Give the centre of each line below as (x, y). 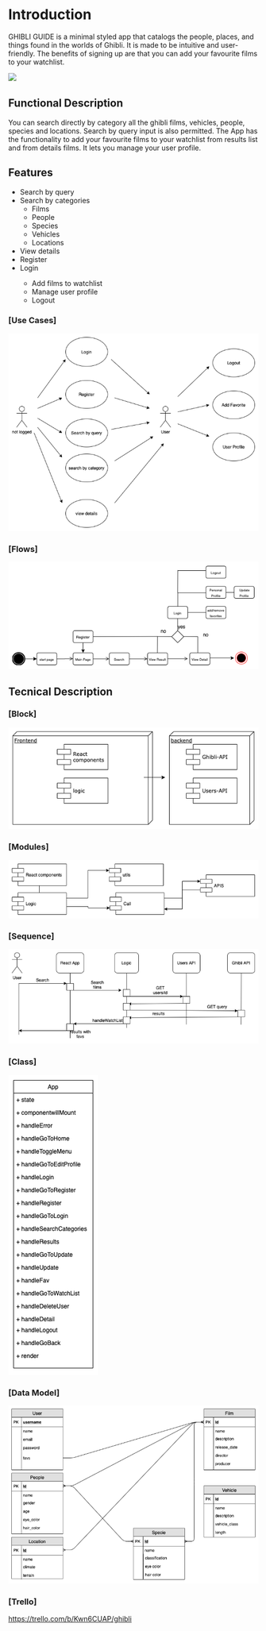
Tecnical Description (61, 691)
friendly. (22, 53)
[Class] (23, 1062)
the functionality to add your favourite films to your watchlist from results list (133, 139)
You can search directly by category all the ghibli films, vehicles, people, (127, 122)
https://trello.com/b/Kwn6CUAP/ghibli (70, 1619)
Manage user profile (65, 291)
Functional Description (66, 104)
